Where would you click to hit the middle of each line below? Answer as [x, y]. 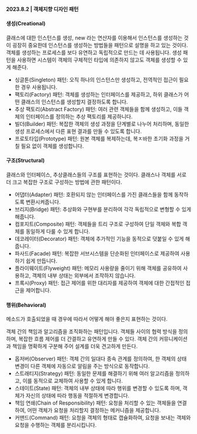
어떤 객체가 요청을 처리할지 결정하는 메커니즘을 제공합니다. [94, 410]
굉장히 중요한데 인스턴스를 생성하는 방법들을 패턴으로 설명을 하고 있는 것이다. [100, 45]
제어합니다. [38, 290]
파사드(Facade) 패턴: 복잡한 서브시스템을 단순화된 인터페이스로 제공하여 [97, 254]
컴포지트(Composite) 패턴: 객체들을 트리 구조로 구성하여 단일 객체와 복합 [98, 224]
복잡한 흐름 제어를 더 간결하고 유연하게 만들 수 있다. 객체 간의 [88, 339]
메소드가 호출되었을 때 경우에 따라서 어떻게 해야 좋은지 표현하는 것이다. [87, 319]
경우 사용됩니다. [39, 87]
